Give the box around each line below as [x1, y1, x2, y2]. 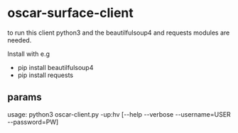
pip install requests [17, 71, 73, 79]
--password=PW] [7, 117, 59, 126]
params [7, 91, 43, 103]
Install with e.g [7, 50, 50, 58]
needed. [7, 35, 32, 44]
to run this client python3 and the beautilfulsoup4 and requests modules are [7, 28, 230, 37]
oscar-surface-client [7, 5, 134, 21]
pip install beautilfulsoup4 [17, 63, 94, 71]
